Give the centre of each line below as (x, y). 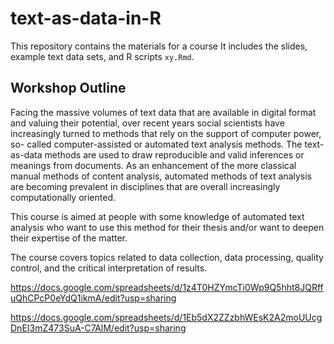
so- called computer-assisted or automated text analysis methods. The (156, 144)
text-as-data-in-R (86, 18)
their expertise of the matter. (69, 238)
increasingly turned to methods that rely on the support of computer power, (166, 133)
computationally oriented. (63, 197)
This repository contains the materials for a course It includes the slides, (159, 46)
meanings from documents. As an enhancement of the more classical (153, 165)
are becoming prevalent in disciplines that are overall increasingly (145, 186)
